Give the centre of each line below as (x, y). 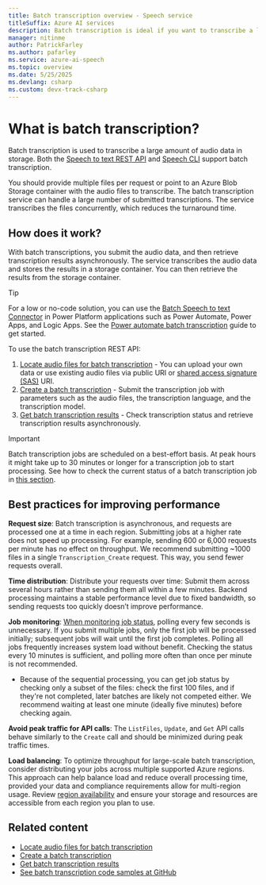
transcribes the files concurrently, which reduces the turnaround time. (123, 208)
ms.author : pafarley (42, 52)
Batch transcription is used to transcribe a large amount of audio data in (125, 151)
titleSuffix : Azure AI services (61, 23)
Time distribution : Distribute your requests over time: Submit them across (129, 581)
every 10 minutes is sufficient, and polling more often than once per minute (130, 655)
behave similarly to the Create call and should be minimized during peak (125, 737)
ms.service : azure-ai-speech (56, 60)
